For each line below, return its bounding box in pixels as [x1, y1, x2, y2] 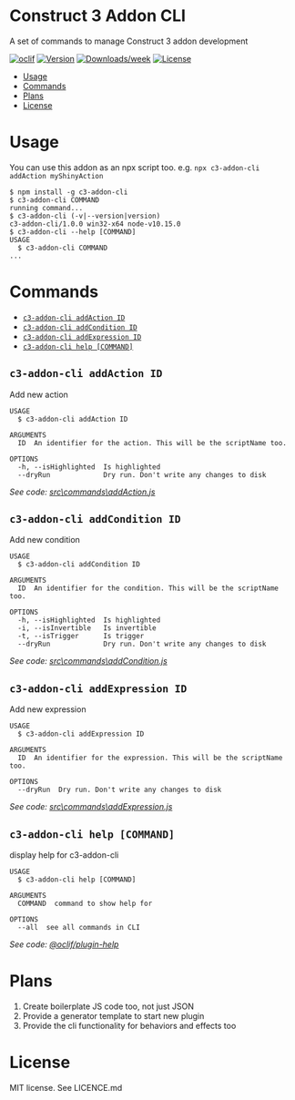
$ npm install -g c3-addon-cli [9, 188, 128, 197]
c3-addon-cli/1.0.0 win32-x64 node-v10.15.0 [9, 219, 181, 229]
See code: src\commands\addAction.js [9, 486, 156, 497]
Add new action [9, 389, 68, 400]
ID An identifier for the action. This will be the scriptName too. [17, 438, 287, 447]
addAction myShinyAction [9, 171, 104, 180]
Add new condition [9, 535, 80, 545]
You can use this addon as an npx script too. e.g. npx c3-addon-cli [9, 161, 260, 173]
